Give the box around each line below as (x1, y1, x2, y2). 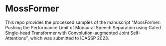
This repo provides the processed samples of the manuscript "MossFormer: (5, 19, 161, 25)
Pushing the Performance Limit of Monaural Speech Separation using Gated (5, 24, 161, 30)
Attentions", (5, 35, 29, 41)
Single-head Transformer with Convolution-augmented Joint (5, 30, 130, 36)
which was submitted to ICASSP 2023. (30, 35, 110, 41)
